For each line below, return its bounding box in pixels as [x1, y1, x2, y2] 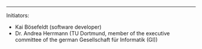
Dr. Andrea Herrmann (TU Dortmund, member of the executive [14, 30, 170, 36]
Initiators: [6, 12, 29, 19]
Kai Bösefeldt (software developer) [14, 23, 102, 30]
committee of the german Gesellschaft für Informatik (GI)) [14, 36, 158, 43]
